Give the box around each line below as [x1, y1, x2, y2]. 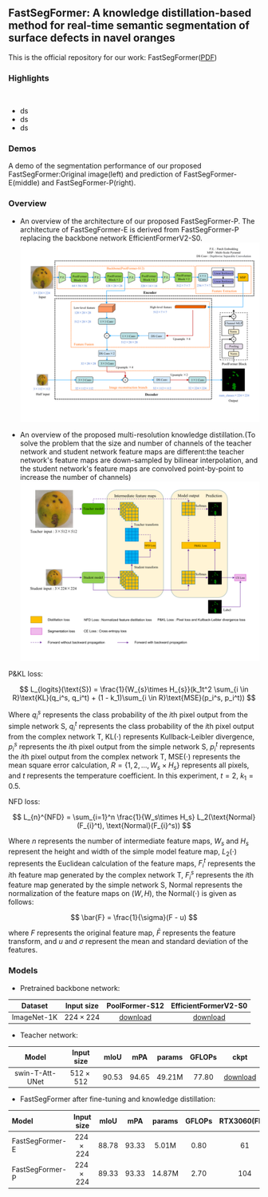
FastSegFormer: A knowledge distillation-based [8, 6, 252, 20]
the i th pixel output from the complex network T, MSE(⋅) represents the [8, 752, 241, 762]
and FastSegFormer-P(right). [41, 178, 136, 188]
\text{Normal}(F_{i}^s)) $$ [106, 820, 191, 830]
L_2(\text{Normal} [196, 812, 256, 822]
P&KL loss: [8, 668, 44, 678]
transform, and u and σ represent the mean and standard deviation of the [8, 937, 249, 946]
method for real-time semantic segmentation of [8, 19, 250, 33]
